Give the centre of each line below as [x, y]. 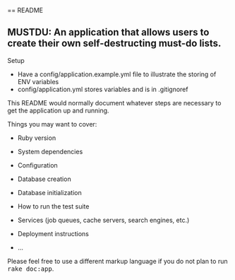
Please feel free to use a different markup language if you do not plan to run [117, 261]
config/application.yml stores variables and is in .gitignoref [103, 89]
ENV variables [38, 81]
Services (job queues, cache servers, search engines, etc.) [103, 220]
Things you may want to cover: [52, 124]
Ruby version [37, 138]
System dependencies [50, 151]
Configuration [37, 165]
